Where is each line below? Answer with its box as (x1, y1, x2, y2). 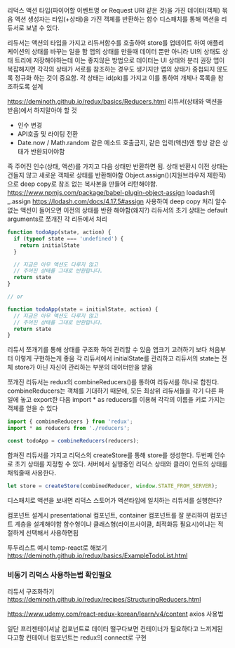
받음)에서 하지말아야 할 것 (7, 106, 77, 114)
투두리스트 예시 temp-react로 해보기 (7, 543, 107, 552)
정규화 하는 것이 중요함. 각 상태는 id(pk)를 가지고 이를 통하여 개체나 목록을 (14, 74, 217, 82)
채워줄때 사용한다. (7, 468, 57, 477)
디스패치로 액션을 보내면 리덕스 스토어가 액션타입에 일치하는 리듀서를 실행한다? (7, 496, 222, 504)
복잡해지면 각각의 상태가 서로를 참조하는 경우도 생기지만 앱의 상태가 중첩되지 (7, 65, 215, 73)
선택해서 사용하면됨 (25, 528, 79, 536)
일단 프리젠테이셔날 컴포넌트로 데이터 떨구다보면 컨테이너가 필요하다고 (7, 625, 199, 633)
